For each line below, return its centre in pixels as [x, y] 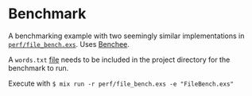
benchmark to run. [39, 67]
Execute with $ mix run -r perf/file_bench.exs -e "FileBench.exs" [121, 83]
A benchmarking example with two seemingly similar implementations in [126, 36]
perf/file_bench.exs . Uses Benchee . [69, 44]
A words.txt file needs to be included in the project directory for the [119, 60]
